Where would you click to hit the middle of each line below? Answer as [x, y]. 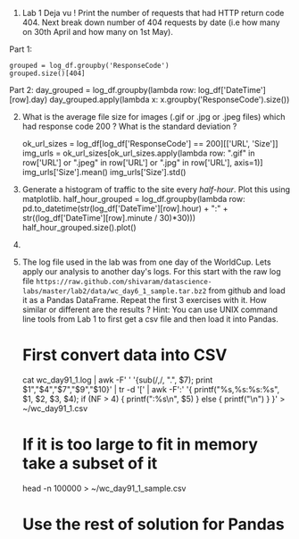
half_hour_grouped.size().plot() [79, 227]
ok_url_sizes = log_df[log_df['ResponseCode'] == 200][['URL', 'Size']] [150, 143]
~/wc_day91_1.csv [55, 408]
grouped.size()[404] [48, 73]
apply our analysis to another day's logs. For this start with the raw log [151, 271]
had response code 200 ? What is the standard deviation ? [129, 126]
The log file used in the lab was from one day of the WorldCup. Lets [146, 262]
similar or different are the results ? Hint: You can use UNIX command [150, 309]
